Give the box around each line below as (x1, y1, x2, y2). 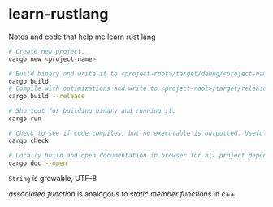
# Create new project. (8, 47, 85, 55)
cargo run (8, 114, 42, 123)
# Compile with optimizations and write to (8, 84, 158, 93)
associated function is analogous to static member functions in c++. (8, 189, 237, 199)
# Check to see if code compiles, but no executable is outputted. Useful (8, 129, 267, 137)
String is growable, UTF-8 (8, 174, 97, 183)
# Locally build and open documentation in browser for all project (8, 151, 245, 159)
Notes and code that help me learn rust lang (8, 32, 156, 41)
